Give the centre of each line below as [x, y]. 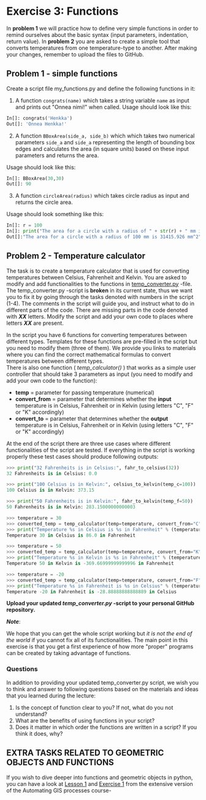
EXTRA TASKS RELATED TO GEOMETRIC [85, 753]
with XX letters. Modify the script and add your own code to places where [100, 316]
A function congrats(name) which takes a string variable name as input [102, 100]
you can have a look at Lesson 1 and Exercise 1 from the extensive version [100, 783]
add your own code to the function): [52, 380]
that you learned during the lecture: [51, 696]
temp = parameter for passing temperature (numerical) [85, 392]
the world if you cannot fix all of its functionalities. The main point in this [97, 640]
